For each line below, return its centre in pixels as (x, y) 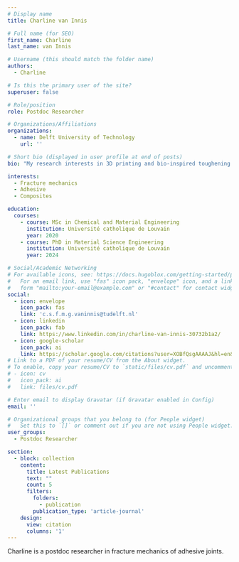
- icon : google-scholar (49, 341)
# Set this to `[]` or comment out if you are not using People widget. (121, 426)
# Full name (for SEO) (41, 33)
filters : (39, 492)
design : (31, 518)
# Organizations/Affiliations (52, 124)
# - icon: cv (27, 374)
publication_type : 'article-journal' (89, 511)
